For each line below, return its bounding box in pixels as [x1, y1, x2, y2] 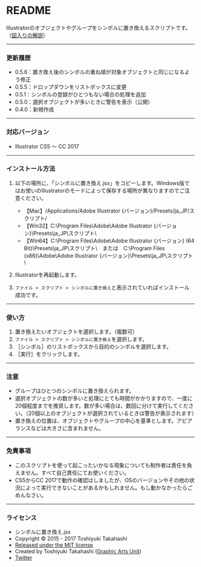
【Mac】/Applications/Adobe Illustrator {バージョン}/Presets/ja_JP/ [23, 207, 190, 214]
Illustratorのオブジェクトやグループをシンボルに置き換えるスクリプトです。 [6, 24, 191, 31]
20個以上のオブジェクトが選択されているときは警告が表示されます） [28, 410, 197, 417]
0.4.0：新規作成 [14, 106, 54, 113]
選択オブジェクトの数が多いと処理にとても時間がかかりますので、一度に [14, 395, 193, 402]
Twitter [14, 554, 33, 562]
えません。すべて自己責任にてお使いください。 [14, 469, 130, 476]
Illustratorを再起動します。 [14, 271, 80, 278]
